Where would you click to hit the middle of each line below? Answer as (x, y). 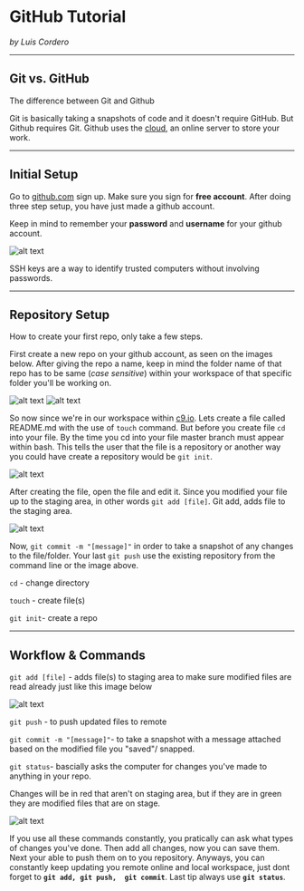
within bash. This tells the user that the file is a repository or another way (145, 447)
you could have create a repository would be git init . (111, 457)
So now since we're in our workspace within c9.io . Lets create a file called (147, 418)
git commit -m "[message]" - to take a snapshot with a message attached (145, 740)
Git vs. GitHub (50, 79)
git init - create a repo (53, 618)
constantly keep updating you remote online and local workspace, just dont (150, 867)
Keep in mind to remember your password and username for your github (146, 223)
